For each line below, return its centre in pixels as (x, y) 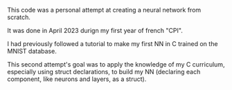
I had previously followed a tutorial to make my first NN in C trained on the (113, 44)
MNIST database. (32, 51)
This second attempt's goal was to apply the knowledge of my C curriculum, (116, 64)
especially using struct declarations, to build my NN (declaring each (104, 72)
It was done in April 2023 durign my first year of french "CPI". (95, 31)
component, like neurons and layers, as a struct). (77, 79)
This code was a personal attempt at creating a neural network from (104, 10)
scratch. (19, 17)
